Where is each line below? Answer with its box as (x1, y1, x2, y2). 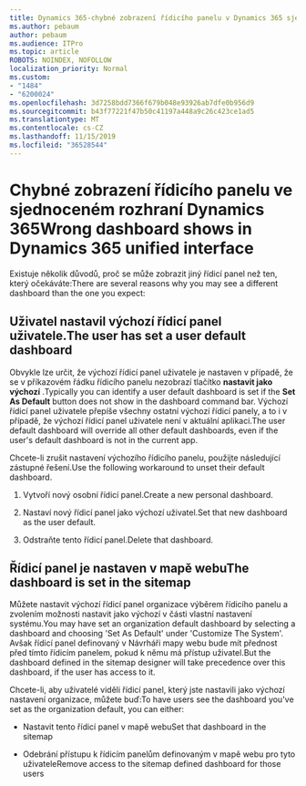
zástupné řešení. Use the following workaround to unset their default (9, 461, 265, 472)
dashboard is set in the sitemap (9, 574, 191, 590)
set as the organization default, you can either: (9, 704, 185, 715)
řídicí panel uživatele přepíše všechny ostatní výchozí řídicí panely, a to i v (9, 405, 288, 416)
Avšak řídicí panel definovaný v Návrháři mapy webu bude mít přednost (9, 637, 278, 648)
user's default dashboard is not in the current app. (9, 434, 199, 445)
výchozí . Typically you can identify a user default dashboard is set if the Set (9, 386, 296, 397)
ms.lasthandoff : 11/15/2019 (9, 132, 117, 141)
